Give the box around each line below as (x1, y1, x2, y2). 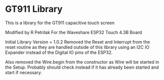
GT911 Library (5, 3, 63, 15)
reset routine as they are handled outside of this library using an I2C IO (5, 44, 150, 50)
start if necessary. (5, 69, 42, 75)
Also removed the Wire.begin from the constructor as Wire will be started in (5, 59, 160, 65)
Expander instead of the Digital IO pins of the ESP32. (5, 49, 113, 55)
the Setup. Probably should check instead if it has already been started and (5, 64, 159, 70)
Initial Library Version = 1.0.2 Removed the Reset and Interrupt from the (5, 39, 150, 45)
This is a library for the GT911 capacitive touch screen (5, 20, 115, 26)
